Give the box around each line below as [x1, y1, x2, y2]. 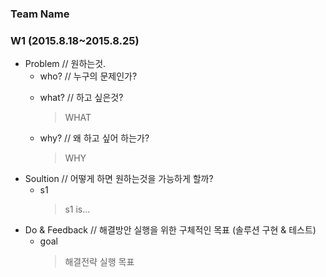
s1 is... [64, 203, 91, 216]
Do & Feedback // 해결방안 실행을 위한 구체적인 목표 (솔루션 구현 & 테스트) [24, 224, 317, 236]
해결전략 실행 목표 [64, 256, 135, 268]
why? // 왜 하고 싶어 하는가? [39, 132, 150, 144]
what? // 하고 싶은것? [39, 92, 124, 104]
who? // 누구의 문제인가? [39, 70, 138, 82]
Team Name [10, 7, 70, 21]
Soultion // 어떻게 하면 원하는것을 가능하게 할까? [24, 173, 214, 185]
